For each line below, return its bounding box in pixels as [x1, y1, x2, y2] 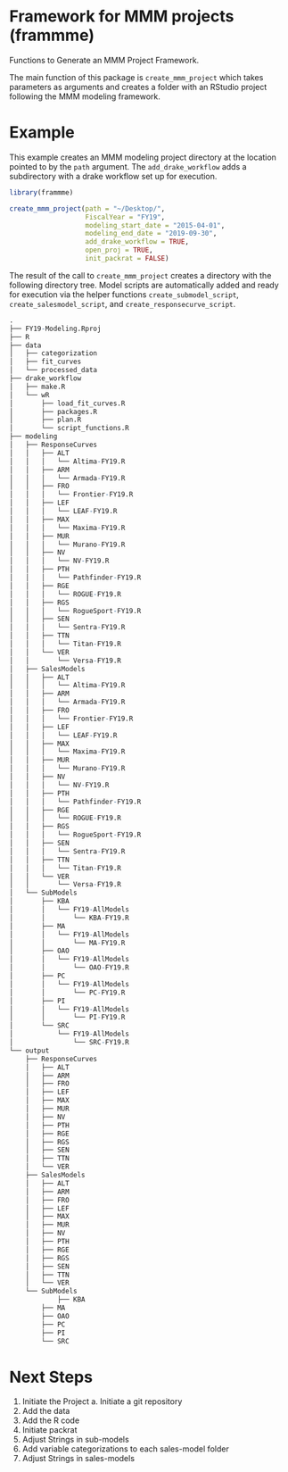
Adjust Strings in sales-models [21, 1453, 136, 1464]
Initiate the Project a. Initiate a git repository [21, 1396, 183, 1407]
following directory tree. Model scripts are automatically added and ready [9, 279, 279, 290]
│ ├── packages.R [9, 407, 98, 416]
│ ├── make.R [9, 382, 66, 391]
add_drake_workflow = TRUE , [85, 237, 190, 246]
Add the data [21, 1406, 70, 1417]
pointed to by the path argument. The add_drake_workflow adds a [9, 161, 247, 171]
